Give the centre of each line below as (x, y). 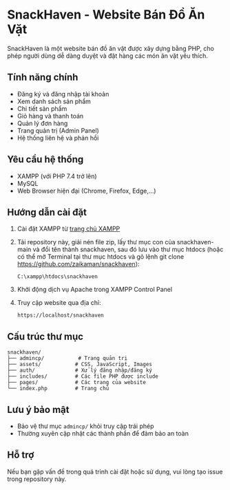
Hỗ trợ (21, 455)
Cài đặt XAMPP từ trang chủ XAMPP (69, 229)
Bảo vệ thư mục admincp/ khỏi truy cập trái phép (85, 426)
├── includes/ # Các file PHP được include (83, 376)
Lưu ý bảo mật (38, 409)
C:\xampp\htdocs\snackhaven (57, 277)
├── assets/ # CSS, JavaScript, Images (80, 365)
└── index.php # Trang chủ (58, 389)
